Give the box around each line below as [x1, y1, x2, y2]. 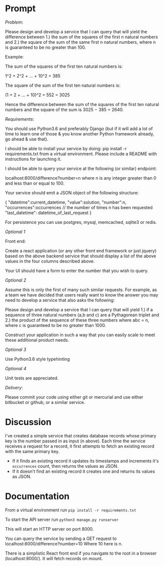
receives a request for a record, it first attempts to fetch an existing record [5, 443, 155, 449]
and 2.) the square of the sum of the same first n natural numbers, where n [5, 39, 156, 45]
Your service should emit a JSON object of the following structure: [5, 189, 139, 195]
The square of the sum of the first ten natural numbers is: [5, 82, 121, 88]
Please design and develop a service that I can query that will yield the [5, 28, 148, 34]
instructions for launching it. [5, 156, 62, 162]
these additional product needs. [5, 337, 70, 343]
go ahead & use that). [5, 136, 48, 142]
